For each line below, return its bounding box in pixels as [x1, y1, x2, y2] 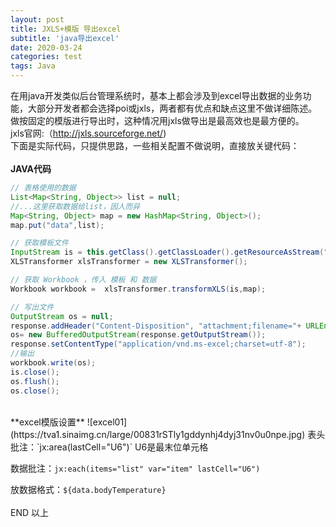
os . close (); [10, 386, 60, 396]
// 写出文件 [10, 302, 55, 312]
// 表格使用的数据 [10, 183, 77, 193]
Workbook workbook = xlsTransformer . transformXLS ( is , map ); [10, 284, 267, 294]
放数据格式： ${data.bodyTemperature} [10, 483, 167, 495]
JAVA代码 [10, 163, 52, 175]
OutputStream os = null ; [10, 311, 114, 321]
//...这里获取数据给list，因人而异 [10, 201, 141, 211]
